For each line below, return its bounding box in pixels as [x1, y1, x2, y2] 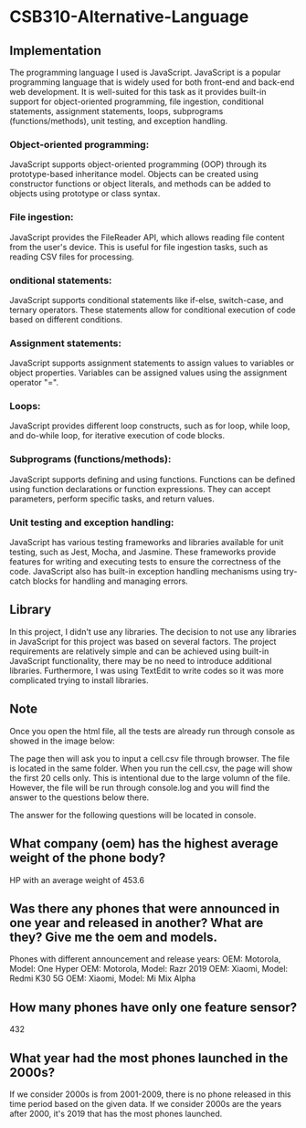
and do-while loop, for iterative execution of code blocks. [9, 430, 226, 441]
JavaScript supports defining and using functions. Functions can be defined [9, 473, 296, 485]
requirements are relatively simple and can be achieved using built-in [9, 646, 269, 657]
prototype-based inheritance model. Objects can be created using [9, 169, 259, 180]
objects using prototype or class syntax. [9, 188, 161, 199]
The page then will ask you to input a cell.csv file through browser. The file [9, 753, 290, 764]
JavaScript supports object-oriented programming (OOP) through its [9, 159, 268, 170]
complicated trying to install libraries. [9, 674, 149, 686]
